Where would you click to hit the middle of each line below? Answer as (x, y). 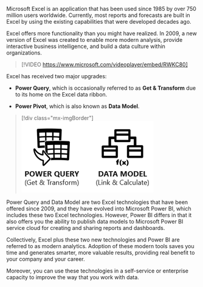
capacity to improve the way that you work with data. (73, 277)
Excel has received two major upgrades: (57, 76)
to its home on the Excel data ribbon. (61, 94)
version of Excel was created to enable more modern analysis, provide (95, 40)
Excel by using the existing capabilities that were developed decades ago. (99, 22)
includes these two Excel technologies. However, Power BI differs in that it (99, 215)
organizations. (24, 53)
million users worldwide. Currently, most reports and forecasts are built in (98, 15)
